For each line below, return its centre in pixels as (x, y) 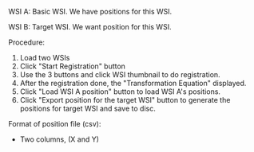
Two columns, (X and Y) (60, 139)
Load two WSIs (45, 58)
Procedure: (27, 42)
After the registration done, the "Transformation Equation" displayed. (133, 83)
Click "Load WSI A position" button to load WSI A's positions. (120, 92)
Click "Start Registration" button (73, 66)
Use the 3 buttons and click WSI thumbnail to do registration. (120, 74)
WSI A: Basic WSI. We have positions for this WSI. (90, 12)
